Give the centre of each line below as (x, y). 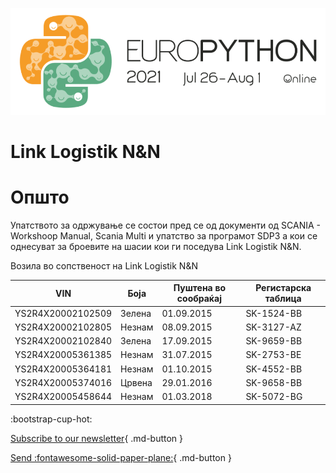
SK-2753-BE (273, 355)
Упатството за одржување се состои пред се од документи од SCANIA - (165, 225)
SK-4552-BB (274, 369)
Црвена (136, 382)
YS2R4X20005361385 (63, 355)
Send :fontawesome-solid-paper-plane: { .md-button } (121, 457)
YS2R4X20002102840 (63, 341)
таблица (283, 299)
